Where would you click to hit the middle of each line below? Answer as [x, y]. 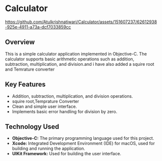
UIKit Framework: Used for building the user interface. [66, 154]
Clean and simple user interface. [44, 106]
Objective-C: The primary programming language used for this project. [83, 138]
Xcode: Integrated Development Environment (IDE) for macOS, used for [83, 144]
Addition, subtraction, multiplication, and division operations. [72, 96]
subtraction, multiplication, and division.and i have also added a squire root [80, 64]
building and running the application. [49, 148]
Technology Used [32, 126]
